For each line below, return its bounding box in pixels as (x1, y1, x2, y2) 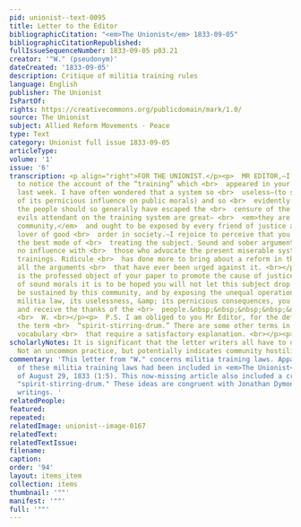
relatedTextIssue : (9, 438, 78, 447)
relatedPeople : (9, 396, 66, 406)
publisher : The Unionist (9, 88, 102, 97)
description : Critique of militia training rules (9, 72, 199, 81)
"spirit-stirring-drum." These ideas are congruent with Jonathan (17, 380, 271, 389)
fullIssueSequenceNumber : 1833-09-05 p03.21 (9, 47, 178, 56)
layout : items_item (9, 471, 82, 480)
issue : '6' (9, 163, 50, 172)
